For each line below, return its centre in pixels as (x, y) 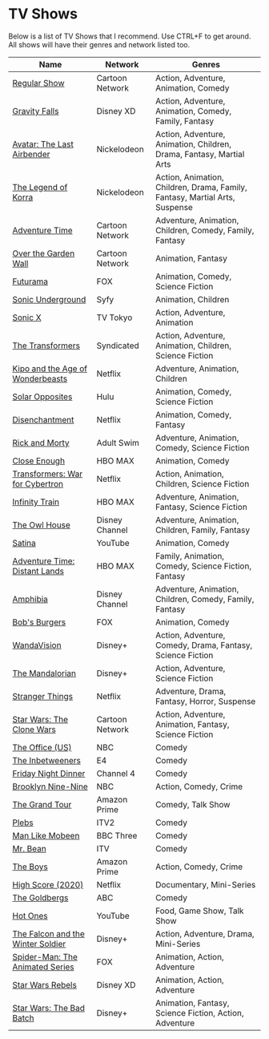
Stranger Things (43, 696)
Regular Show (38, 83)
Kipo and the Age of (50, 368)
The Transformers (46, 346)
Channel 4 (116, 773)
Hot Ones (30, 916)
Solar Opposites (42, 396)
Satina (24, 543)
